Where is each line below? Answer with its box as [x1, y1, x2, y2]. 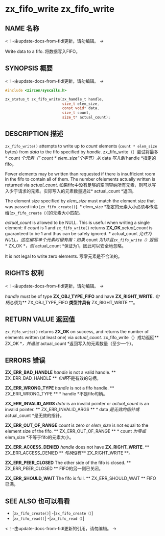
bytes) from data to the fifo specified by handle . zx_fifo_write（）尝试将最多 [5, 148, 159, 155]
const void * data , [62, 106, 99, 111]
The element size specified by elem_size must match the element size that [5, 197, 155, 204]
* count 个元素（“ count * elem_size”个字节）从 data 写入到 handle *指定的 [5, 155, 156, 161]
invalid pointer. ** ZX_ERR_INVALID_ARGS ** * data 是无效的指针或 [5, 407, 140, 413]
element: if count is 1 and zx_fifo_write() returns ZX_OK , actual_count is [5, 224, 153, 231]
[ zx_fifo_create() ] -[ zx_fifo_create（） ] [12, 511, 94, 516]
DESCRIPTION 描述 [5, 130, 64, 138]
